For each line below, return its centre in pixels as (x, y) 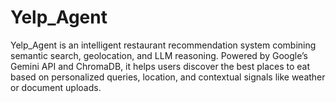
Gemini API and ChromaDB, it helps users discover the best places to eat (160, 66)
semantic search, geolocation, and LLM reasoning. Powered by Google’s (159, 55)
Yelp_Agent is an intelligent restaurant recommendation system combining (163, 45)
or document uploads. (56, 87)
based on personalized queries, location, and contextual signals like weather (168, 77)
